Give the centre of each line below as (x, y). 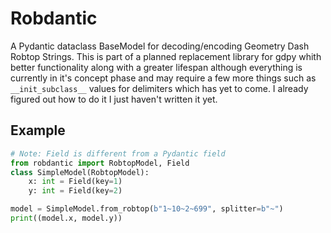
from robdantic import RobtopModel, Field (100, 163)
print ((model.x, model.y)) (66, 218)
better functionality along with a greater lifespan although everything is (156, 67)
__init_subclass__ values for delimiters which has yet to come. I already (159, 88)
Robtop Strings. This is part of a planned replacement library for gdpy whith (166, 56)
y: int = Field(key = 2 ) (75, 191)
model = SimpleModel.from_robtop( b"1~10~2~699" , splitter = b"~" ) (147, 209)
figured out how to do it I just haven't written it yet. (114, 99)
